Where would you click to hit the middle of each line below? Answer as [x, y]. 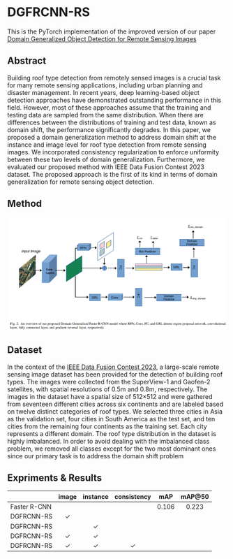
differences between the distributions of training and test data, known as [112, 122]
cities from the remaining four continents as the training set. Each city [107, 426]
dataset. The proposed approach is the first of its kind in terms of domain [112, 174]
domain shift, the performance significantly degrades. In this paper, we [109, 129]
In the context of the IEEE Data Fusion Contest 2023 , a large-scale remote [113, 367]
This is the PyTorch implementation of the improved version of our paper [112, 31]
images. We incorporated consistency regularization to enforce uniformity [113, 152]
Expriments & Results [55, 478]
